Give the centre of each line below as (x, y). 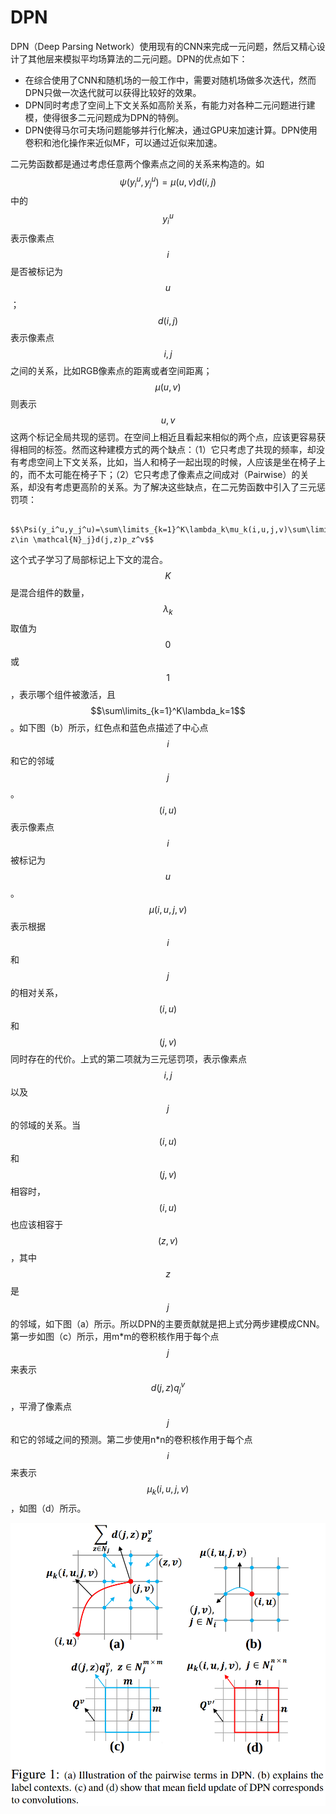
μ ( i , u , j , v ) (168, 909)
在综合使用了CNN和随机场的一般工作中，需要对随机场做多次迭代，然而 (170, 80)
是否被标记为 (36, 271)
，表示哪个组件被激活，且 (63, 694)
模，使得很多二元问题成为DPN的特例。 (104, 117)
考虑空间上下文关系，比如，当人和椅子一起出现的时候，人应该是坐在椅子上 (172, 462)
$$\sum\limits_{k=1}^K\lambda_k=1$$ (168, 710)
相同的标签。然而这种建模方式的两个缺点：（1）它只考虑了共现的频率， (163, 449)
